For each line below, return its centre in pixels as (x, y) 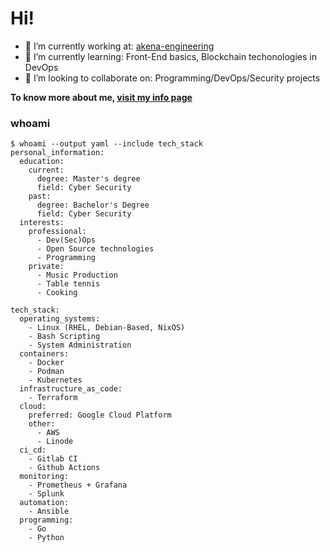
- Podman (46, 372)
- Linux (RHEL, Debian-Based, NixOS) (107, 328)
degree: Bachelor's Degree (93, 205)
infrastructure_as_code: (71, 389)
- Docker (46, 363)
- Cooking (57, 293)
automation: (44, 503)
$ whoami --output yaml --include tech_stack (106, 144)
